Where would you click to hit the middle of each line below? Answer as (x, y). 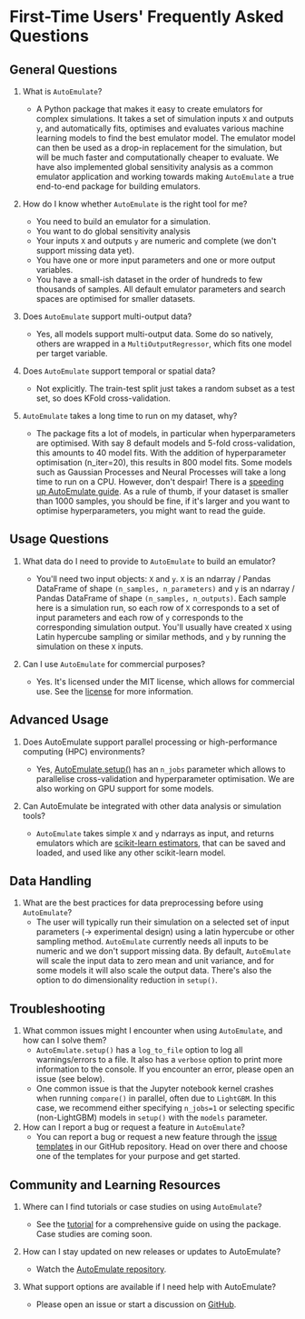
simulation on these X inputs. (89, 646)
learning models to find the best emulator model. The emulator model (166, 138)
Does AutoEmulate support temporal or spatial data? (119, 371)
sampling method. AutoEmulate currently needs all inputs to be (152, 942)
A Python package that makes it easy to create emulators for (149, 109)
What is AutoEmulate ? (62, 91)
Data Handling (51, 881)
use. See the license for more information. (114, 691)
